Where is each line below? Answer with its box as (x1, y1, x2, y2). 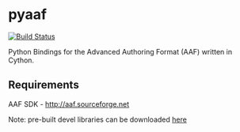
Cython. (8, 55, 34, 65)
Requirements (8, 78, 79, 92)
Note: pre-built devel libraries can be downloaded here (8, 115, 188, 124)
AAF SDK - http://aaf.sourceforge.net (8, 99, 130, 108)
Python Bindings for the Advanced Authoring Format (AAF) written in (8, 47, 232, 56)
